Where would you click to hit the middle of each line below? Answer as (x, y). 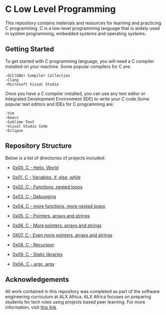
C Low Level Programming (61, 9)
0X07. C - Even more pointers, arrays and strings (62, 235)
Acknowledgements (37, 279)
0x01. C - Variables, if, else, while (46, 177)
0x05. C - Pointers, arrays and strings (51, 215)
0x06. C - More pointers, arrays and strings (57, 225)
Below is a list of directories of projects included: (55, 158)
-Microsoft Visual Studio (32, 84)
